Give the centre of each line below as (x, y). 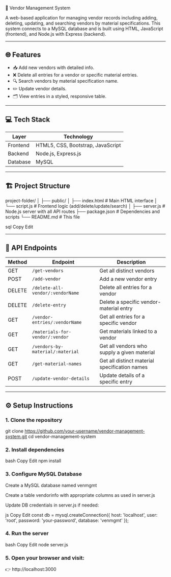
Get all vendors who (123, 346)
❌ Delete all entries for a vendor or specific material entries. (75, 75)
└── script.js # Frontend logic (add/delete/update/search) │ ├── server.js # (85, 206)
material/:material (56, 352)
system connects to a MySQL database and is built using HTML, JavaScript (84, 29)
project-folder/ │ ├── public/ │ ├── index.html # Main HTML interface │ (81, 201)
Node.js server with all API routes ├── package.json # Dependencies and (83, 211)
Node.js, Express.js (58, 153)
